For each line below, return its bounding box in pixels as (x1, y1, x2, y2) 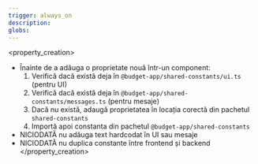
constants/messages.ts (31, 98, 107, 106)
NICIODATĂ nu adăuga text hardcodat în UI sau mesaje (19, 130, 199, 140)
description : (8, 19, 51, 27)
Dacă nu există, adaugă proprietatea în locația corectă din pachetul (31, 105, 250, 114)
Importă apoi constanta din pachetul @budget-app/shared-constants (31, 121, 250, 131)
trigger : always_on (8, 11, 73, 20)
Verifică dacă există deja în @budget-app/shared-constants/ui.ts (31, 72, 242, 81)
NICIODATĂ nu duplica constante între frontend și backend (19, 139, 211, 148)
